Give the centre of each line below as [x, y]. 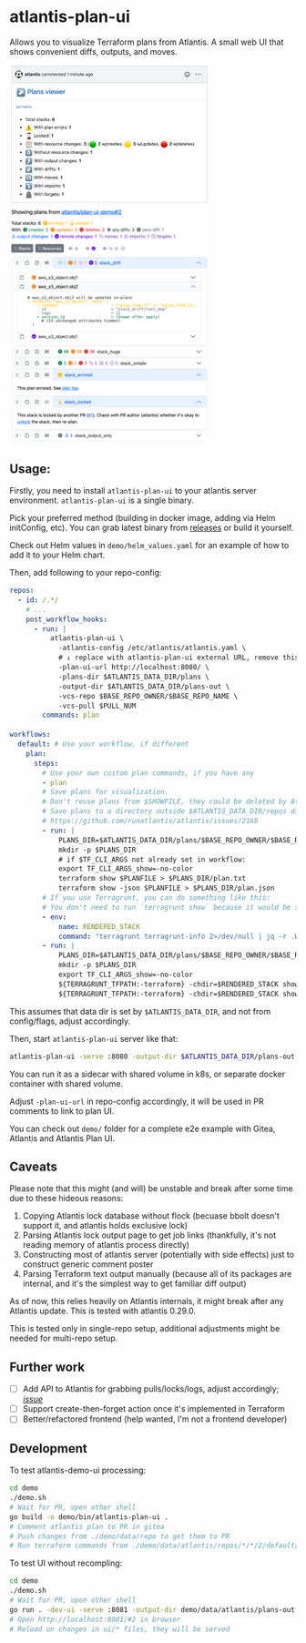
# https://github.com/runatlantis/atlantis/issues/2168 [150, 821]
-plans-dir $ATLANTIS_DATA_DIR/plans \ [133, 677]
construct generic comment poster [88, 1264]
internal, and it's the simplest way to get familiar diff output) [135, 1284]
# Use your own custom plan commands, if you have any [148, 773]
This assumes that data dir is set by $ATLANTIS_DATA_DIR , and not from [140, 1011]
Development [49, 1449]
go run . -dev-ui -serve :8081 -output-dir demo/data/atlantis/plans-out [153, 1609]
